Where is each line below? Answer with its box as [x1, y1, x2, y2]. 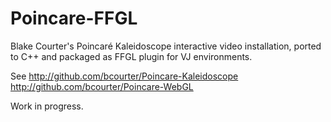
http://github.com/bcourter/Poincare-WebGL [10, 80, 194, 92]
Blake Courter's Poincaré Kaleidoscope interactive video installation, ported [10, 40, 322, 52]
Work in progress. [10, 100, 84, 112]
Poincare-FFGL [10, 7, 138, 30]
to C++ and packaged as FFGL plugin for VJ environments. [10, 50, 253, 62]
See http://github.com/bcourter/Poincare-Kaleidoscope [10, 70, 239, 82]
